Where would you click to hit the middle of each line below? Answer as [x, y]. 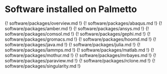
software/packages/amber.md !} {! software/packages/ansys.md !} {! [77, 28]
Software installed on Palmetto [71, 9]
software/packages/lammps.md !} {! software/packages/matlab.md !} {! [79, 50]
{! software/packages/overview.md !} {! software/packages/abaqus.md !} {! [83, 23]
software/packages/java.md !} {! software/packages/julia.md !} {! [73, 44]
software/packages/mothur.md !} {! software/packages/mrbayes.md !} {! [81, 55]
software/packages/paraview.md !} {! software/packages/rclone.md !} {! [80, 60]
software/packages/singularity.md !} [43, 66]
